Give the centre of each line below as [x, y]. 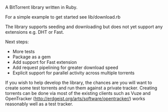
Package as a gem [32, 57]
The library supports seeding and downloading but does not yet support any [84, 27]
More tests [24, 51]
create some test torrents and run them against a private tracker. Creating [81, 88]
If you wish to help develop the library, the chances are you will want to [78, 83]
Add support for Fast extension [44, 62]
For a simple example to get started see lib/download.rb [63, 17]
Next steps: [17, 42]
